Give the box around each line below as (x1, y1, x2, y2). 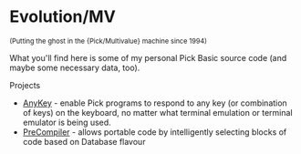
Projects (9, 79, 41, 90)
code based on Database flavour (22, 136, 146, 147)
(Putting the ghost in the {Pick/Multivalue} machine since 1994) (9, 36, 208, 46)
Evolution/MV (9, 6, 116, 27)
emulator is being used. (22, 117, 111, 128)
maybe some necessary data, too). (9, 62, 140, 73)
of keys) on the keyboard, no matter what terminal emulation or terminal (22, 107, 294, 118)
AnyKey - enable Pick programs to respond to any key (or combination (22, 98, 287, 108)
